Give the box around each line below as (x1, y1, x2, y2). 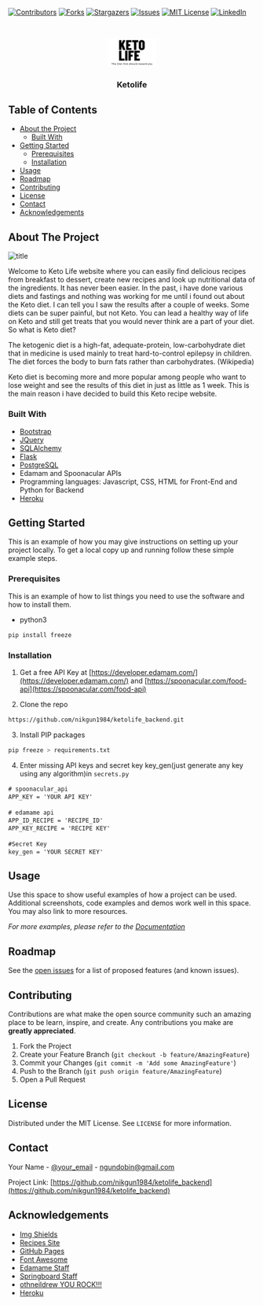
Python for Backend (19, 485, 85, 495)
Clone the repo (19, 699, 68, 709)
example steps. (8, 554, 57, 563)
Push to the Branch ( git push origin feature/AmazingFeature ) (19, 1067, 222, 1076)
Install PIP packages (19, 730, 86, 739)
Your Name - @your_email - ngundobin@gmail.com (8, 1162, 175, 1171)
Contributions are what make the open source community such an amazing (8, 1009, 251, 1019)
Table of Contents (8, 103, 98, 117)
